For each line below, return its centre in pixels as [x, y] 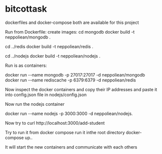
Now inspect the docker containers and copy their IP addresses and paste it [81, 89]
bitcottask [26, 9]
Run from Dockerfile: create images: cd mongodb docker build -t [70, 32]
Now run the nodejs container [35, 104]
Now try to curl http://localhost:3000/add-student [55, 123]
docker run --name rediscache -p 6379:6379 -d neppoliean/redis [71, 80]
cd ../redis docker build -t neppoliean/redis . [49, 46]
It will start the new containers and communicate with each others [71, 147]
